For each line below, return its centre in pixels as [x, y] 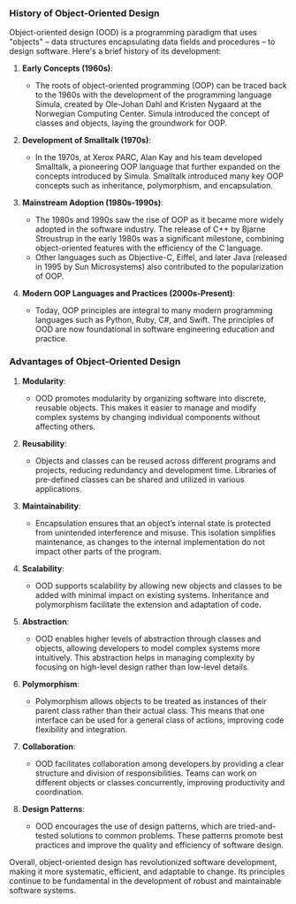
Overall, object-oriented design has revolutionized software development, [143, 862]
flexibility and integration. [81, 729]
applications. [58, 488]
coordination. [59, 792]
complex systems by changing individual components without [148, 417]
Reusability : [44, 443]
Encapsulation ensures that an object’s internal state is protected [153, 523]
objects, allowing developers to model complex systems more [148, 647]
